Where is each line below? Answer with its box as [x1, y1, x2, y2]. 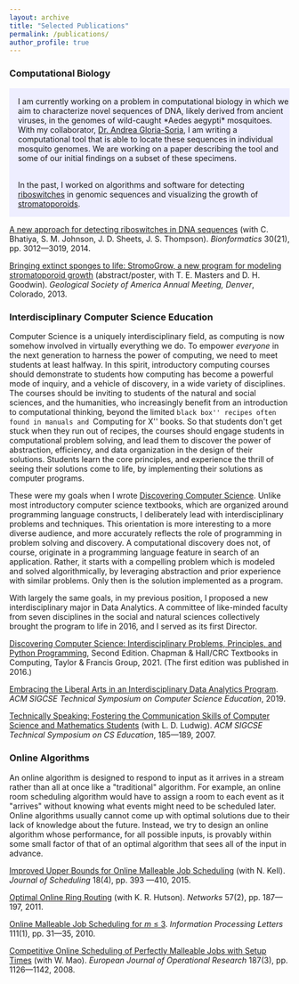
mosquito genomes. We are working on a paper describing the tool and [17, 143, 279, 154]
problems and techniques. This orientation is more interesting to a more [9, 518, 271, 530]
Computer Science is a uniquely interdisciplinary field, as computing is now [9, 331, 285, 342]
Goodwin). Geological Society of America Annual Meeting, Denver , [9, 280, 255, 290]
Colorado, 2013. [9, 289, 68, 299]
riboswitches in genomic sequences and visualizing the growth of [17, 189, 259, 199]
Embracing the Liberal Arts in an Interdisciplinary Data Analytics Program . [9, 684, 279, 695]
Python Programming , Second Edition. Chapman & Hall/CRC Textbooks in [9, 647, 279, 659]
